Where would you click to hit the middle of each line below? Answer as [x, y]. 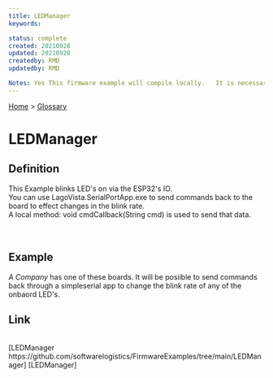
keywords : [25, 24]
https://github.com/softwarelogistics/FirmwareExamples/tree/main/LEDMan [135, 356]
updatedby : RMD [34, 69]
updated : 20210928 [39, 54]
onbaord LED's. [35, 294]
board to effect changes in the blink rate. [76, 206]
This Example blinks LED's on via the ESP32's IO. [91, 189]
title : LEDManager [39, 16]
